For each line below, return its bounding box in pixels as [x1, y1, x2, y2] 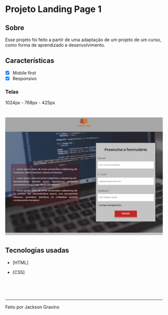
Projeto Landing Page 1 [5, 4, 101, 15]
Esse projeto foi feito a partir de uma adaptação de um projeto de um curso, [5, 37, 161, 43]
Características [5, 57, 54, 65]
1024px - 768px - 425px [5, 100, 55, 106]
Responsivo [12, 75, 37, 81]
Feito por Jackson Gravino [5, 304, 60, 310]
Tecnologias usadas [5, 246, 69, 255]
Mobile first [12, 70, 36, 76]
